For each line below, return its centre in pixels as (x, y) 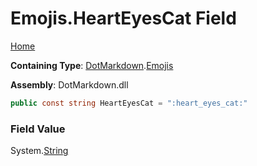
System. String (39, 151)
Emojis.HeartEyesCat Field (123, 18)
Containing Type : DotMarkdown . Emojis (92, 65)
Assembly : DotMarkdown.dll (69, 84)
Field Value (38, 129)
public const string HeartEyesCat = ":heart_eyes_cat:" (129, 103)
